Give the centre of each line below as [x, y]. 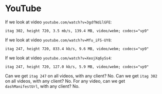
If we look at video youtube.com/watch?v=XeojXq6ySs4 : [58, 58]
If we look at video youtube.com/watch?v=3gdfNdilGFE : [58, 22]
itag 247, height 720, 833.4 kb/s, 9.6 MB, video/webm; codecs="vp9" [77, 49]
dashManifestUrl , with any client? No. [42, 86]
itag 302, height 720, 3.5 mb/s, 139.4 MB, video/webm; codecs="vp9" [77, 31]
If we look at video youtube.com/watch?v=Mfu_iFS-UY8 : [58, 40]
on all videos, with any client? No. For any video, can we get [65, 81]
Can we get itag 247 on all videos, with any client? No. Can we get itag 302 [81, 75]
